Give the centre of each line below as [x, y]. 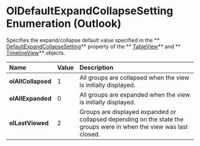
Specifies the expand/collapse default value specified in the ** [83, 40]
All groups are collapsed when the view [134, 77]
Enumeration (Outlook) [64, 24]
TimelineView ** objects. [36, 52]
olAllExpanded [30, 98]
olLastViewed [29, 123]
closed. [90, 134]
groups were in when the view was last [134, 126]
